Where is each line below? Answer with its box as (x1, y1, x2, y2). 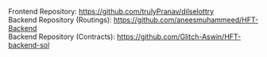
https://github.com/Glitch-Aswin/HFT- (116, 32, 241, 41)
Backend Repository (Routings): (8, 15, 113, 25)
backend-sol (8, 40, 50, 50)
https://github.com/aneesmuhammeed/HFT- (114, 15, 259, 25)
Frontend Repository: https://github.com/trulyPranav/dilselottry (8, 7, 215, 16)
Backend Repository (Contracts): (8, 32, 115, 41)
